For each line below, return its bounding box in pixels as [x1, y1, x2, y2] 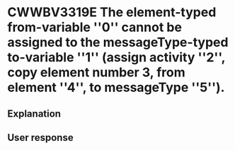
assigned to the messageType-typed [7, 35, 229, 50]
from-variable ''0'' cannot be [7, 19, 183, 35]
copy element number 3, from [7, 64, 185, 81]
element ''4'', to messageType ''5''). [7, 79, 225, 96]
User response [7, 132, 74, 144]
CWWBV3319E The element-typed [7, 4, 217, 21]
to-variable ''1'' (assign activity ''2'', [7, 50, 225, 66]
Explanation [7, 108, 62, 120]
